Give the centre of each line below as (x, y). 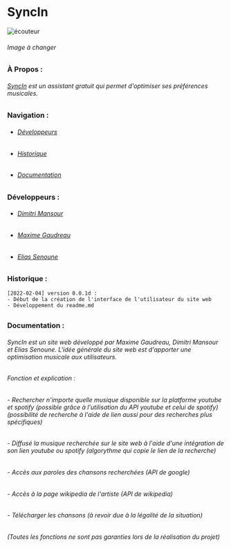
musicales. (22, 93)
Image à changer (32, 47)
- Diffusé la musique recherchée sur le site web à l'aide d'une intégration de (116, 443)
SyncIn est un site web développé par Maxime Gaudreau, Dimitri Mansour (113, 342)
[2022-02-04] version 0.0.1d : (52, 293)
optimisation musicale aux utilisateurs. (62, 357)
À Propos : (25, 69)
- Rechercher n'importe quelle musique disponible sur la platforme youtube (114, 400)
